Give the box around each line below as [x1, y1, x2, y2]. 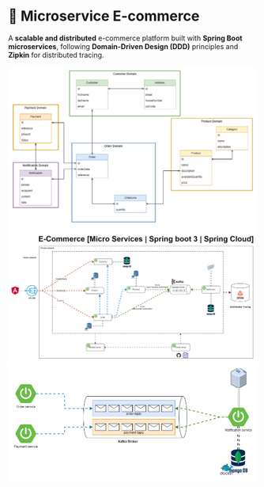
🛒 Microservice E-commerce [8, 7, 200, 25]
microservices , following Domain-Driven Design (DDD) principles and [8, 41, 239, 51]
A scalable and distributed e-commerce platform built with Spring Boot [8, 33, 243, 43]
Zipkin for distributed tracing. [8, 50, 104, 59]
